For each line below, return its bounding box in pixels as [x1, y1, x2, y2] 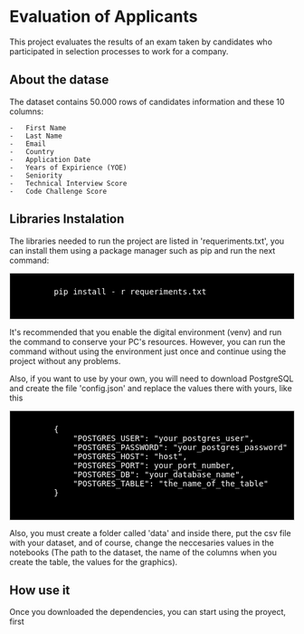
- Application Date [9, 155, 91, 164]
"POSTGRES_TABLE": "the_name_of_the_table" [72, 478, 269, 488]
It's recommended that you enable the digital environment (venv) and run [9, 326, 282, 337]
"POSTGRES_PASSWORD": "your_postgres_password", [72, 442, 292, 452]
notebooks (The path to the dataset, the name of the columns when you [9, 546, 278, 558]
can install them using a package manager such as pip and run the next [9, 245, 276, 255]
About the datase [9, 72, 109, 88]
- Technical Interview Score [9, 178, 128, 187]
